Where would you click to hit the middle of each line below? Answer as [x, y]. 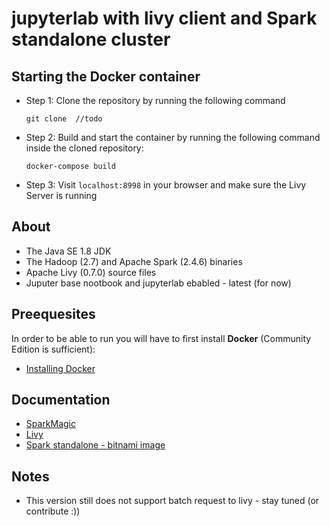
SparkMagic [51, 424]
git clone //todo [64, 119]
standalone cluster [91, 39]
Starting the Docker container [106, 76]
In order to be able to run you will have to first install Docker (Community [161, 338]
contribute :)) [53, 511]
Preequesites [53, 314]
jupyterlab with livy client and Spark [164, 18]
